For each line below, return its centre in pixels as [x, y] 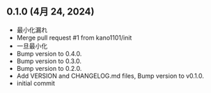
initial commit [36, 83]
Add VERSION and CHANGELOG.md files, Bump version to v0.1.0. [110, 76]
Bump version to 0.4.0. [49, 53]
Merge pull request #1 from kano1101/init [74, 37]
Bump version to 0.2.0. [49, 68]
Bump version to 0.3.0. [49, 61]
